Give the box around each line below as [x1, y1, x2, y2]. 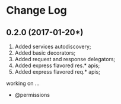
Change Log [6, 4, 67, 17]
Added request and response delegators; [14, 56, 116, 62]
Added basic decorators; [14, 49, 76, 56]
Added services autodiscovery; [14, 43, 91, 50]
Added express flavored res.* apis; [14, 62, 100, 69]
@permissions [14, 92, 50, 98]
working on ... [6, 80, 40, 87]
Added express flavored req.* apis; [14, 68, 101, 75]
